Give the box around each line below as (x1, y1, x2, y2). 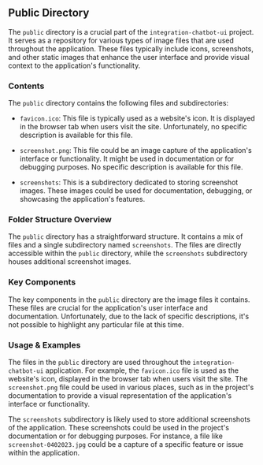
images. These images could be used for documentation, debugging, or (19, 186, 253, 195)
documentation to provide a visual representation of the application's (8, 391, 232, 400)
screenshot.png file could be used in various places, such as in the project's (8, 382, 254, 392)
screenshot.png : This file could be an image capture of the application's (19, 146, 252, 155)
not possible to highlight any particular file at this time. (8, 319, 184, 329)
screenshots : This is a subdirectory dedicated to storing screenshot (19, 177, 239, 188)
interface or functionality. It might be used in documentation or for (19, 154, 235, 164)
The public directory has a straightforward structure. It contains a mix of (8, 232, 243, 241)
